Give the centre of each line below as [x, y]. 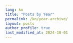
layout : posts [20, 23]
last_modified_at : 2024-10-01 [37, 33]
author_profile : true [28, 28]
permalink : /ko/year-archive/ [37, 19]
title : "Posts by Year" [30, 14]
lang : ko [14, 10]
